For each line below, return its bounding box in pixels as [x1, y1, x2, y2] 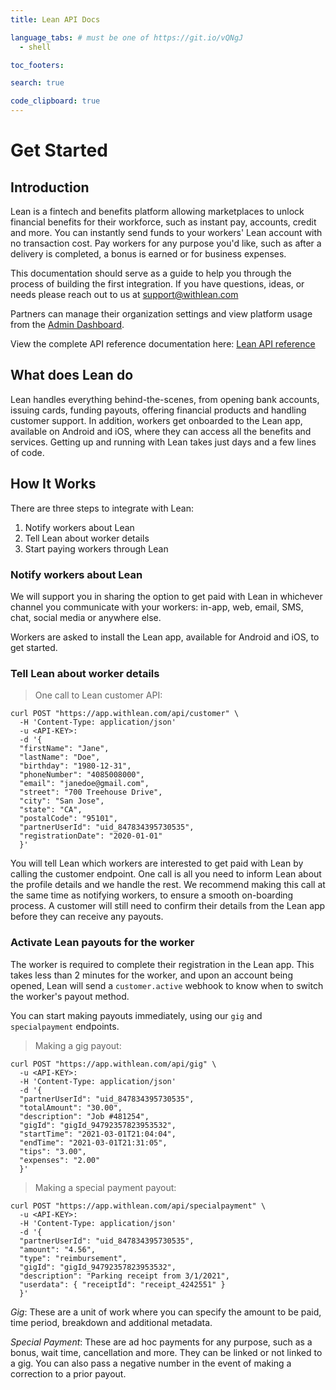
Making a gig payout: [34, 1039, 122, 1051]
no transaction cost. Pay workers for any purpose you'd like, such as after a [10, 237, 322, 249]
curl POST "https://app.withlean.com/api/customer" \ [10, 709, 240, 719]
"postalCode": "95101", [19, 814, 118, 824]
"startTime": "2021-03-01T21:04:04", [19, 1129, 177, 1139]
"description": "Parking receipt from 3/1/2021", [19, 1271, 230, 1281]
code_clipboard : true [10, 96, 101, 106]
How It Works [10, 476, 97, 493]
